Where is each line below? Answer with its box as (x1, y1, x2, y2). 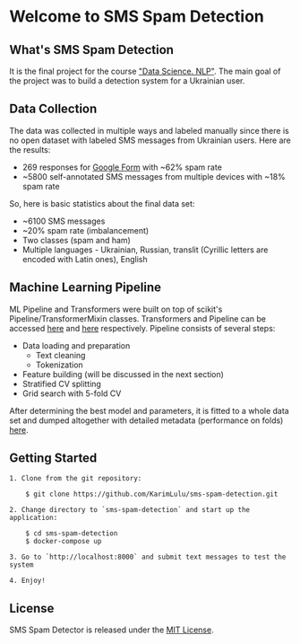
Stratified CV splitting (21, 378, 101, 389)
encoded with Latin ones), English (21, 253, 148, 264)
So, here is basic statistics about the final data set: (9, 198, 195, 208)
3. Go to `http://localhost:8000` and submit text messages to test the (9, 552, 287, 562)
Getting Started (9, 451, 98, 466)
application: (9, 514, 58, 523)
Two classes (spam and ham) (21, 234, 132, 245)
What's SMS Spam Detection (9, 42, 175, 57)
